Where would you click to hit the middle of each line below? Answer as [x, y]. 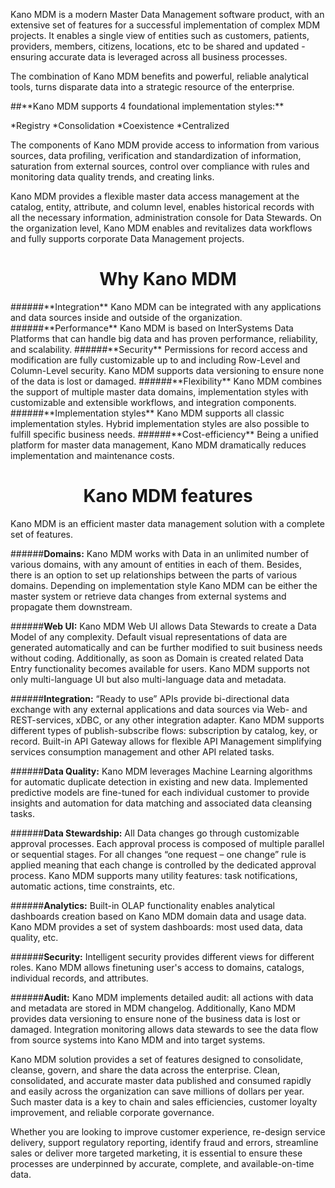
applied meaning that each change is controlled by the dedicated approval [163, 865]
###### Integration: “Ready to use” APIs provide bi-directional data [150, 698]
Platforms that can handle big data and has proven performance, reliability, [164, 338]
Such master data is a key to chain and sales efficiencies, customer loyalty [164, 1101]
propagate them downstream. [71, 606]
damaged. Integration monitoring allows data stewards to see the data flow [164, 1029]
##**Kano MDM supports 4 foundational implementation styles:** [147, 106]
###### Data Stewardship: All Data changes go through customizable [155, 833]
